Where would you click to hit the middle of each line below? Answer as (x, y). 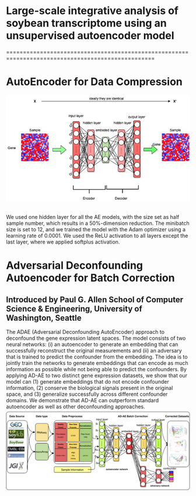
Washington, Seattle (44, 318)
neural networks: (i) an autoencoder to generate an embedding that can (92, 344)
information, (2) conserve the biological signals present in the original (90, 388)
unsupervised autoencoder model (90, 36)
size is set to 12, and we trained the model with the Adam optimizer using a (96, 229)
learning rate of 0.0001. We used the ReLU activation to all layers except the (97, 235)
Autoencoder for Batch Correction (90, 278)
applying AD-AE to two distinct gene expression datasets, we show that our (97, 375)
